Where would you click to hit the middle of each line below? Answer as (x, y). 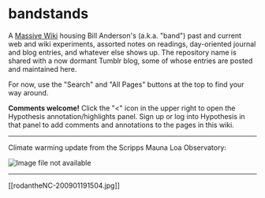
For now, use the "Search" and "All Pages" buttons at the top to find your (126, 84)
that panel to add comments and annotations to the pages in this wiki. (121, 125)
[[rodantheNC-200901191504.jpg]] (64, 185)
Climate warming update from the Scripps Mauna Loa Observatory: (118, 148)
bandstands (49, 14)
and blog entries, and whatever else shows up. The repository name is (122, 52)
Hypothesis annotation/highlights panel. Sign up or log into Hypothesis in (127, 116)
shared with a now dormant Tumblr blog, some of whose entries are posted (131, 61)
